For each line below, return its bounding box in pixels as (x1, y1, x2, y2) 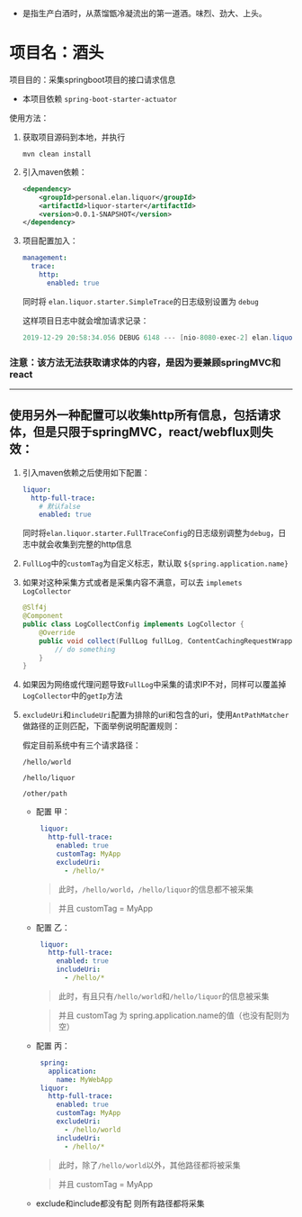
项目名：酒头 (9, 43, 105, 63)
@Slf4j (22, 603, 48, 613)
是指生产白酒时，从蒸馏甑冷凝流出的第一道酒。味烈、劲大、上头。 (22, 8, 267, 18)
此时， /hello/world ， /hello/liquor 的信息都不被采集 (58, 884, 254, 895)
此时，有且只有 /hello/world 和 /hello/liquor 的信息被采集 (58, 990, 270, 1002)
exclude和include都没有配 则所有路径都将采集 (35, 1197, 205, 1209)
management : (22, 253, 67, 263)
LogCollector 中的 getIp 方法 (22, 690, 123, 701)
